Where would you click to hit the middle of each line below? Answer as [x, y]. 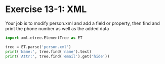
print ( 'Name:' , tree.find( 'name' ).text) [49, 51]
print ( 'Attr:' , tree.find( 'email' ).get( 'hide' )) [57, 56]
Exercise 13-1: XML [46, 9]
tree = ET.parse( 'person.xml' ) [38, 47]
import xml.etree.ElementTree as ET [44, 38]
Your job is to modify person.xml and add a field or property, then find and [83, 23]
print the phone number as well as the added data [57, 28]
